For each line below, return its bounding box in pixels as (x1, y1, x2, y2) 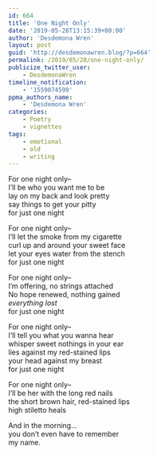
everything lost (8, 298, 57, 308)
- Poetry (22, 116, 52, 124)
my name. (8, 437, 41, 447)
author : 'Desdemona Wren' (8, 33, 94, 42)
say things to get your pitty (8, 200, 97, 210)
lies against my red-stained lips (8, 347, 112, 357)
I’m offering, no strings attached (8, 281, 114, 291)
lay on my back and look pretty (8, 191, 110, 201)
